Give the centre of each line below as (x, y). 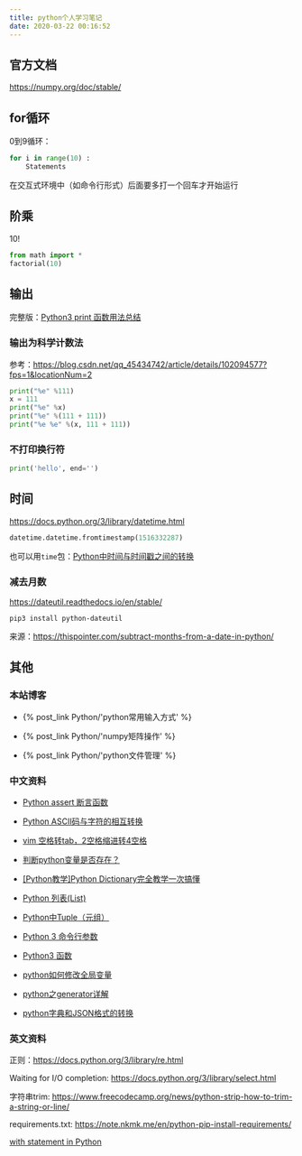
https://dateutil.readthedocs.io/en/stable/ (86, 602)
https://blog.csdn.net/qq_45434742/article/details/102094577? (150, 364)
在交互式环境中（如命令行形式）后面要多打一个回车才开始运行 (124, 185)
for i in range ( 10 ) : (50, 159)
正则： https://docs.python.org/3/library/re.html (96, 1060)
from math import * (46, 255)
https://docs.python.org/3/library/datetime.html (97, 521)
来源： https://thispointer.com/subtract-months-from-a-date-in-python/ (142, 636)
